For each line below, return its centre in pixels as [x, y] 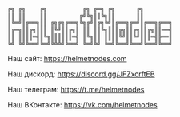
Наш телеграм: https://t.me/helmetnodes [76, 90]
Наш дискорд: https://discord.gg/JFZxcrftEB [81, 74]
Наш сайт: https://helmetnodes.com [67, 58]
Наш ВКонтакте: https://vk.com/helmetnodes [82, 105]
